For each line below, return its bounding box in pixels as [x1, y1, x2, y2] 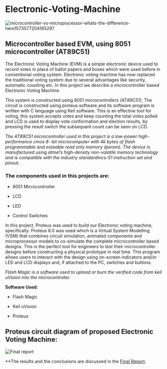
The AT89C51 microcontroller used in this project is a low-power [5, 133, 138, 139]
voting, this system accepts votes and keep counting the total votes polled [5, 113, 158, 119]
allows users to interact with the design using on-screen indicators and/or [5, 254, 157, 260]
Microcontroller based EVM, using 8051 [5, 40, 131, 48]
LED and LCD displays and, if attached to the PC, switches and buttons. [5, 260, 152, 266]
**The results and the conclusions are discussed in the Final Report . [5, 358, 146, 364]
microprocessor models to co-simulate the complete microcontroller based [5, 238, 160, 244]
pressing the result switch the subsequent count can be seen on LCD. [5, 123, 149, 129]
